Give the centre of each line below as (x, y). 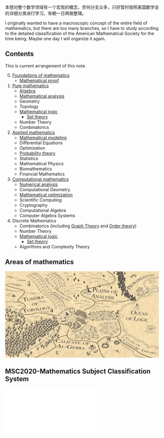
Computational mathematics (41, 179)
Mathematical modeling (43, 137)
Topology (29, 106)
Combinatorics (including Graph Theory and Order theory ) (78, 226)
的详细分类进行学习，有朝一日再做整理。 (46, 13)
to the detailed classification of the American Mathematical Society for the (80, 33)
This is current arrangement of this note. (46, 66)
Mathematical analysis (42, 96)
